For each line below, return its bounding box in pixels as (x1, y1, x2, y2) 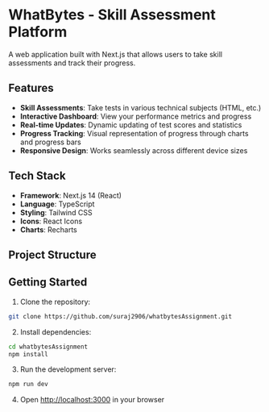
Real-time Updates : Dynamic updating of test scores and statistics (19, 119, 242, 130)
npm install (8, 350, 48, 358)
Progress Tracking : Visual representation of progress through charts (19, 128, 249, 138)
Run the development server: (19, 364, 117, 374)
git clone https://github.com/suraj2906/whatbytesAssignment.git (8, 312, 232, 320)
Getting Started (8, 276, 88, 289)
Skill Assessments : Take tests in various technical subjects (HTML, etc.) (19, 102, 262, 112)
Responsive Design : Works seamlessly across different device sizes (19, 145, 248, 155)
